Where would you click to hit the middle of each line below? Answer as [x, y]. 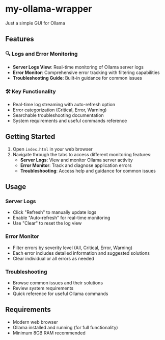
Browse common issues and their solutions [58, 283]
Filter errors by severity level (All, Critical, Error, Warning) [73, 248]
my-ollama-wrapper [49, 9]
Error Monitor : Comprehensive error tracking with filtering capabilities [86, 72]
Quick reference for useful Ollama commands [60, 294]
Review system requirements [43, 288]
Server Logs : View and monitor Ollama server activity [77, 160]
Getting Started [30, 137]
